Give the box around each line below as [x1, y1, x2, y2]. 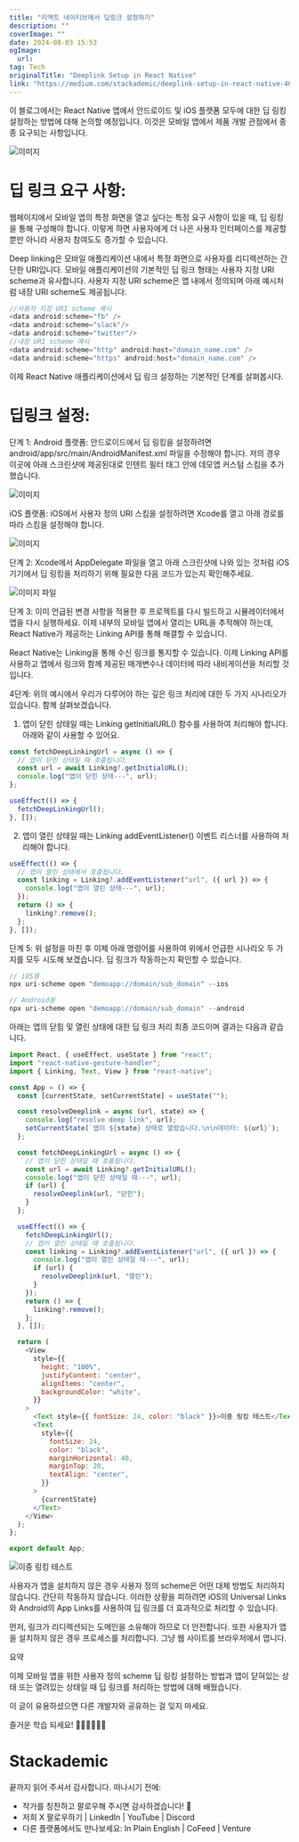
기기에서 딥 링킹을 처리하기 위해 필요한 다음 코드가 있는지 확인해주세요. [9, 567, 254, 579]
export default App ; [9, 1545, 86, 1553]
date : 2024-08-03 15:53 [9, 37, 98, 47]
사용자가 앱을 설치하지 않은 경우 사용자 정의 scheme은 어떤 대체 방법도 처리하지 [9, 1580, 285, 1591]
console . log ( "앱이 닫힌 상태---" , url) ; [17, 772, 158, 781]
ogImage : [9, 46, 42, 55]
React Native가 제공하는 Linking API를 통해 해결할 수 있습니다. [9, 628, 228, 639]
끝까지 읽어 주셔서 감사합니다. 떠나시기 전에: [9, 1782, 162, 1793]
